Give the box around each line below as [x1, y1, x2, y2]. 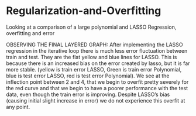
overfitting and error [6, 29, 55, 36]
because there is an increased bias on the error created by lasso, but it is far [6, 60, 190, 67]
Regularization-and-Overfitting [6, 4, 161, 18]
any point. [6, 103, 30, 110]
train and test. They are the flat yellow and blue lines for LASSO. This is [6, 53, 177, 60]
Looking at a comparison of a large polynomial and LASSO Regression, [6, 23, 177, 30]
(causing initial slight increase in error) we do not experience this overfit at [6, 97, 185, 104]
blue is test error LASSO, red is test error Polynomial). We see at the [6, 72, 170, 79]
